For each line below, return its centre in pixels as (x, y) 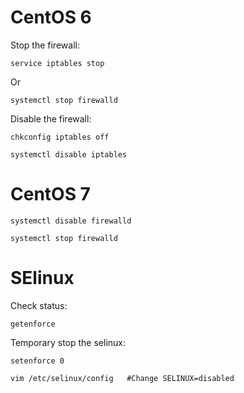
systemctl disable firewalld (71, 221)
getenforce (33, 324)
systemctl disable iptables (69, 154)
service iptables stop (57, 63)
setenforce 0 (37, 361)
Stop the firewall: (45, 45)
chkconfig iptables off (60, 137)
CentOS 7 (50, 194)
